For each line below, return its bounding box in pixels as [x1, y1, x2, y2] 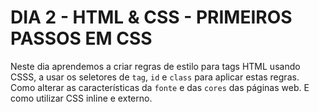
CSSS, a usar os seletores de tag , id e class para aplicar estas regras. [10, 71, 300, 83]
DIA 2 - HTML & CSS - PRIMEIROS [10, 6, 293, 29]
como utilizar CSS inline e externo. [10, 92, 153, 104]
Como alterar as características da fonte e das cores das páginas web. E [10, 81, 310, 93]
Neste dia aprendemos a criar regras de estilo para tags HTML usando [10, 60, 301, 72]
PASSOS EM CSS [10, 27, 153, 50]
